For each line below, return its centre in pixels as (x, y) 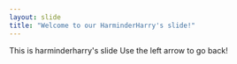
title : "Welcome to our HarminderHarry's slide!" (103, 25)
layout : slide (35, 17)
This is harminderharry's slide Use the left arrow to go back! (119, 50)
